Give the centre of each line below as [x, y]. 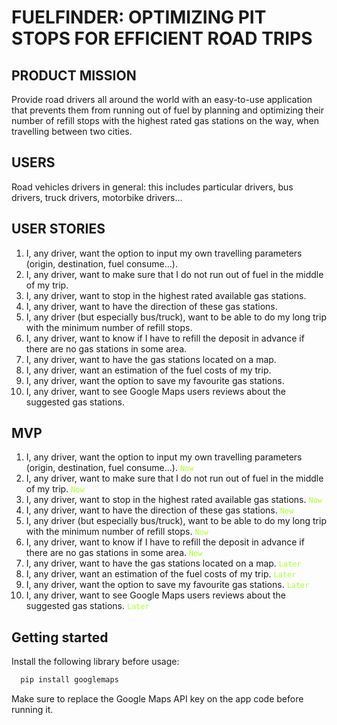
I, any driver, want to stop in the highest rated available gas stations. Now [174, 500]
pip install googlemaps [69, 680]
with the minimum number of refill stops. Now [117, 532]
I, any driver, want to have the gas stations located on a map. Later [163, 563]
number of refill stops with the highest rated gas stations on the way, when [165, 120]
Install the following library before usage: [95, 662]
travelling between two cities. [72, 131]
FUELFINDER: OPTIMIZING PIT [139, 17]
